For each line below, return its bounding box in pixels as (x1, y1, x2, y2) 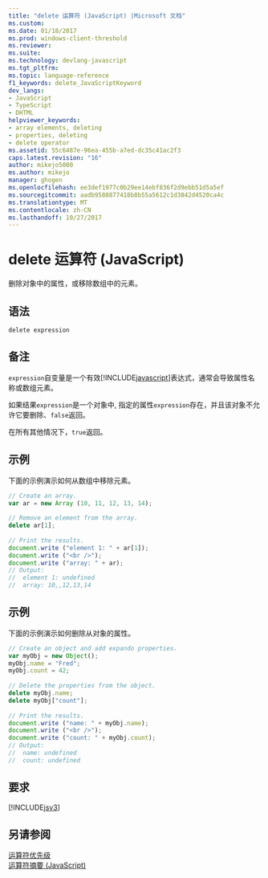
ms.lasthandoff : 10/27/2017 (8, 214, 103, 222)
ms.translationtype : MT (8, 198, 88, 206)
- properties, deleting (8, 131, 88, 139)
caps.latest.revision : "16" (8, 153, 103, 161)
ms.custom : (8, 19, 45, 27)
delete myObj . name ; (8, 689, 74, 697)
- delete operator (8, 138, 70, 147)
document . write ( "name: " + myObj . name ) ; (8, 719, 149, 727)
